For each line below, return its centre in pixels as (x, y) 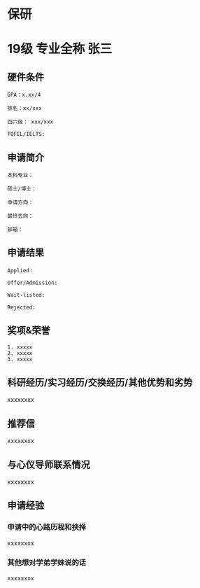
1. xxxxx (20, 347)
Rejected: (22, 307)
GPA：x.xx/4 (24, 95)
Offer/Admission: (33, 283)
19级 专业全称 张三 (60, 49)
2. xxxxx (20, 353)
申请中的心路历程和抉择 (47, 527)
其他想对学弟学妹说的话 (47, 562)
